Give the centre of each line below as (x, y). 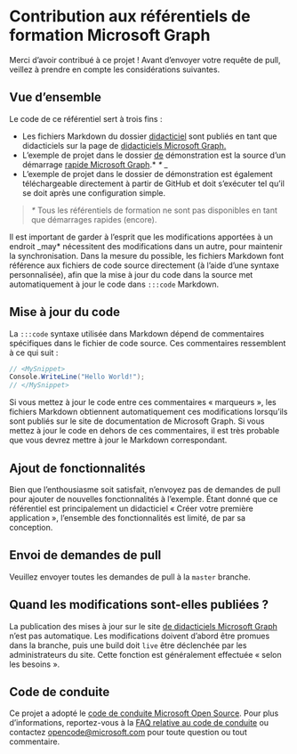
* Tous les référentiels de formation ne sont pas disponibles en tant (154, 210)
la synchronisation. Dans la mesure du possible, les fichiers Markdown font (147, 255)
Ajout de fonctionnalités (77, 468)
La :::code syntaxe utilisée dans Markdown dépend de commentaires (137, 333)
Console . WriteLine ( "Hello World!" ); (77, 377)
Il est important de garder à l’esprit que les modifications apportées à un (141, 237)
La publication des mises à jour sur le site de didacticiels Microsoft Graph (144, 626)
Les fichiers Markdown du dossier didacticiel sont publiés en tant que (149, 136)
